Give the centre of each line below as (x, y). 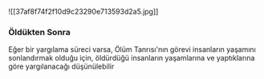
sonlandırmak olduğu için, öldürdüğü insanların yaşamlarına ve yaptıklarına (132, 58)
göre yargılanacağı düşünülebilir (61, 66)
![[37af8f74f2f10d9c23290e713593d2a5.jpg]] (83, 12)
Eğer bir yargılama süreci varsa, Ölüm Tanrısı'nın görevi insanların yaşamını (132, 49)
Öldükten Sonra (39, 32)
